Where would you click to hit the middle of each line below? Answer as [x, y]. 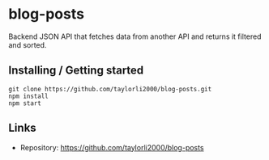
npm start [25, 103]
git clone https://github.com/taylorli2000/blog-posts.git [110, 89]
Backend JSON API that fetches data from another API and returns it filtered [135, 36]
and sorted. [28, 44]
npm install [28, 96]
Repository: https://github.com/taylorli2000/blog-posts [112, 147]
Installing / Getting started [76, 71]
